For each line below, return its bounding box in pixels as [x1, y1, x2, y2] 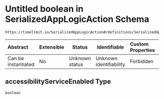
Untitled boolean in [5, 3, 84, 15]
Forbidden [130, 58, 154, 65]
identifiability [95, 61, 125, 67]
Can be [7, 55, 24, 62]
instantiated [7, 61, 35, 67]
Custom [130, 40, 149, 47]
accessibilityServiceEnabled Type [5, 78, 111, 86]
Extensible [39, 44, 64, 50]
